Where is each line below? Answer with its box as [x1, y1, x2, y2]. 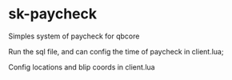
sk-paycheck [8, 5, 98, 23]
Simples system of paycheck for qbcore [8, 31, 140, 41]
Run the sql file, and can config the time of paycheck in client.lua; [8, 46, 224, 56]
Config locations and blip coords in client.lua [8, 62, 155, 72]
